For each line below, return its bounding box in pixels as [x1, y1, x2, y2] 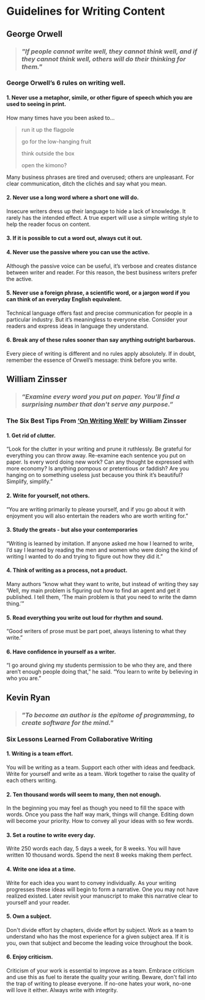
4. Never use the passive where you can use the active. [6, 249, 150, 256]
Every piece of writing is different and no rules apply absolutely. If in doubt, [6, 350, 196, 358]
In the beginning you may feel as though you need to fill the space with [6, 804, 185, 812]
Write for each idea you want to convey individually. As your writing [6, 879, 176, 886]
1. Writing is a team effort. [6, 750, 73, 758]
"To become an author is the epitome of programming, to [21, 710, 195, 719]
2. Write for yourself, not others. [6, 492, 90, 500]
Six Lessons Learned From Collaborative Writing [6, 735, 153, 743]
